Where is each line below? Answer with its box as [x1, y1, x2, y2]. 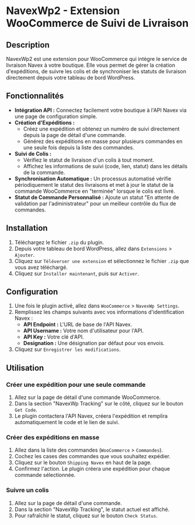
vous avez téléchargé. [14, 264, 68, 271]
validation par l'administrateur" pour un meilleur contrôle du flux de [14, 200, 176, 207]
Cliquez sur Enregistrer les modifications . [14, 346, 121, 353]
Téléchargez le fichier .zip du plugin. [14, 238, 104, 246]
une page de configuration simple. [14, 112, 97, 120]
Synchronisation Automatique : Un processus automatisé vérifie [14, 175, 172, 182]
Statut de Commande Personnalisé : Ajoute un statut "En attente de [14, 193, 179, 200]
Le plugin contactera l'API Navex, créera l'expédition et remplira [14, 412, 168, 420]
